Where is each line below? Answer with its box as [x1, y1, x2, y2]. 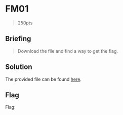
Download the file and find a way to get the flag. [17, 48, 118, 54]
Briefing [5, 34, 31, 43]
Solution [5, 63, 32, 71]
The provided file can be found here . [5, 76, 82, 82]
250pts [17, 20, 33, 26]
